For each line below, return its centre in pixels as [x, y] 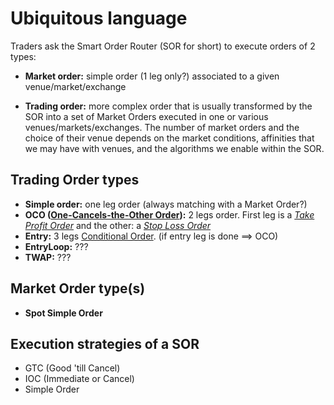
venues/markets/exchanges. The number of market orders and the [162, 127]
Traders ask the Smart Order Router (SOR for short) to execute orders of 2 [163, 46]
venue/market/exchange [75, 86]
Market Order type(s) [78, 288]
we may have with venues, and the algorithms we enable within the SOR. [174, 148]
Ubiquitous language [99, 18]
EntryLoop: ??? [56, 246]
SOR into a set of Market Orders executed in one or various [146, 116]
